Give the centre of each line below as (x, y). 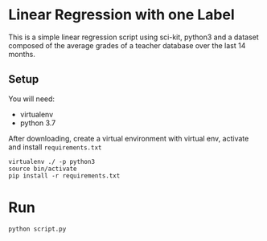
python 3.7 (38, 123)
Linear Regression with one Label (121, 15)
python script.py (37, 229)
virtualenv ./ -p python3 (51, 161)
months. (22, 54)
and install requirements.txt (55, 147)
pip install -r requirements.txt (64, 176)
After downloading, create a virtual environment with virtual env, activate (129, 138)
